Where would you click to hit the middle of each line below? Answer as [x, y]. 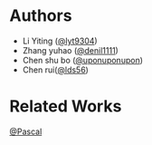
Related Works [66, 106]
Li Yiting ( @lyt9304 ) [60, 41]
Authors [41, 16]
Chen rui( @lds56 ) [55, 70]
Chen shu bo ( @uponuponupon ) [82, 60]
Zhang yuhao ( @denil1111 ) [71, 50]
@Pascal [26, 131]
